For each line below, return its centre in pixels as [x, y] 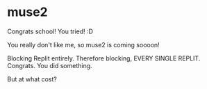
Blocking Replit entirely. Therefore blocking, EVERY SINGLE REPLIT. [104, 58]
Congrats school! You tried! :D [50, 31]
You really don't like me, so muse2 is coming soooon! [83, 44]
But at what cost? [32, 79]
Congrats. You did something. [50, 65]
